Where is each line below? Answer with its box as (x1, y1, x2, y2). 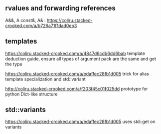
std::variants (5, 105, 46, 114)
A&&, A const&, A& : (5, 17, 46, 23)
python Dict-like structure (5, 91, 58, 97)
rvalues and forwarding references (5, 4, 116, 12)
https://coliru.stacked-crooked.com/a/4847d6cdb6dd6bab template (5, 50, 146, 56)
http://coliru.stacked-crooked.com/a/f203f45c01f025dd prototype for (5, 85, 148, 91)
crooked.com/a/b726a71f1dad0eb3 (5, 22, 77, 28)
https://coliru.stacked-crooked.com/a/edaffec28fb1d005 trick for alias (5, 70, 150, 76)
